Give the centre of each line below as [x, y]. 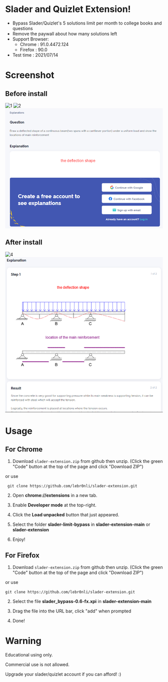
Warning [23, 641]
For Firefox [22, 555]
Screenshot [30, 75]
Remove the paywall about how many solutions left [65, 34]
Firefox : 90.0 [33, 50]
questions [23, 28]
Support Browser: [30, 39]
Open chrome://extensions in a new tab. [55, 495]
